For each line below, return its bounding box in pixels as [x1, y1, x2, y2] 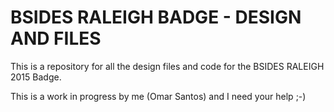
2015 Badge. [10, 71, 62, 83]
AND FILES [10, 27, 102, 50]
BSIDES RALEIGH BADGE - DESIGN [10, 6, 302, 29]
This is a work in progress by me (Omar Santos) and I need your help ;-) [10, 90, 307, 102]
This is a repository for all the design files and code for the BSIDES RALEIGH [10, 60, 325, 72]
